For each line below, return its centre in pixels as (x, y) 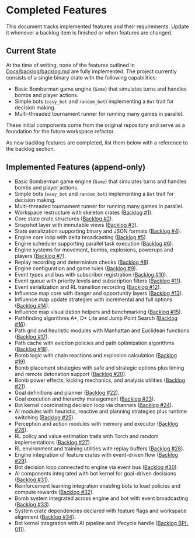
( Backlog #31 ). (32, 480)
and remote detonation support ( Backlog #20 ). (70, 374)
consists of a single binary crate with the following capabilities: (82, 77)
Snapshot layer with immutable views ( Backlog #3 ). (76, 225)
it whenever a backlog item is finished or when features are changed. (89, 32)
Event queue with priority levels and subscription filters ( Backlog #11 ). (98, 281)
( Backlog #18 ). (32, 349)
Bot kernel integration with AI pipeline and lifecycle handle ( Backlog (95, 523)
